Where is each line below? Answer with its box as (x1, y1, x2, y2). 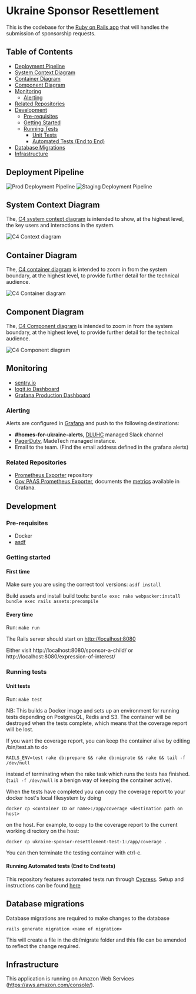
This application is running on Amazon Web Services (6, 975, 134, 982)
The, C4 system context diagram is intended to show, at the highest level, (6, 216, 184, 223)
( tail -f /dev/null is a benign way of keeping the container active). (6, 776, 172, 784)
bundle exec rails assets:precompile (6, 599, 99, 605)
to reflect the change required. (6, 942, 81, 949)
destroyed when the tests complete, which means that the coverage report (6, 720, 187, 727)
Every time (6, 611, 34, 618)
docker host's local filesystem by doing (6, 794, 101, 801)
